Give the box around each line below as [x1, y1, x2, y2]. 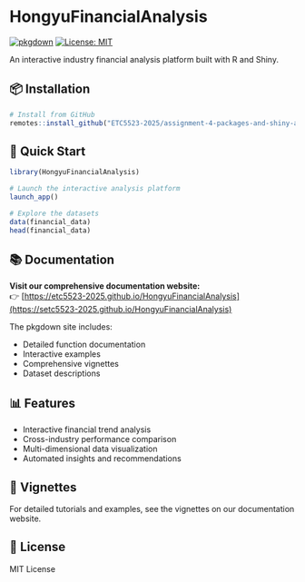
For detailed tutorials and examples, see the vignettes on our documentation [9, 504, 295, 514]
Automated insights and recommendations [22, 453, 182, 464]
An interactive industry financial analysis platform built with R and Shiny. [9, 54, 280, 64]
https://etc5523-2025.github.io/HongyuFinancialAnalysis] [24, 291, 241, 301]
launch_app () [9, 192, 59, 202]
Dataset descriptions [22, 368, 101, 379]
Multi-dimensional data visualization [22, 443, 158, 455]
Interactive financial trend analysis [22, 424, 152, 435]
